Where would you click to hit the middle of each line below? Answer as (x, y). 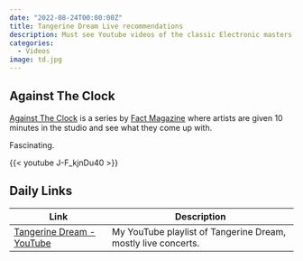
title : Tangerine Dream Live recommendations (96, 26)
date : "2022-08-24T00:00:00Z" (66, 18)
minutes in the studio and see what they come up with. (111, 127)
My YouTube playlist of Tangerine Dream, (199, 231)
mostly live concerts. (156, 243)
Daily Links (41, 191)
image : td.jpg (36, 60)
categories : (32, 43)
